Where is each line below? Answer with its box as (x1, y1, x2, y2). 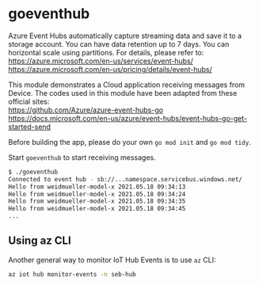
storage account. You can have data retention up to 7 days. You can (8, 39, 230, 48)
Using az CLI (8, 234, 71, 248)
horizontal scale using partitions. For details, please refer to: (8, 47, 204, 57)
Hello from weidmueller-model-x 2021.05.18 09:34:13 (8, 183, 186, 191)
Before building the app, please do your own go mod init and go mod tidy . (8, 137, 251, 146)
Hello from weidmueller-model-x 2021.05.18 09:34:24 (8, 190, 186, 198)
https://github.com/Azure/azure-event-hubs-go (8, 104, 164, 115)
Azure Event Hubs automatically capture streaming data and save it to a (8, 31, 242, 40)
